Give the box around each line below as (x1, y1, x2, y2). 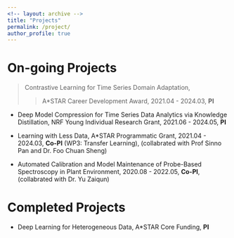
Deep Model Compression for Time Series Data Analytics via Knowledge (17, 110, 228, 119)
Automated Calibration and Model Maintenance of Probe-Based (17, 160, 202, 168)
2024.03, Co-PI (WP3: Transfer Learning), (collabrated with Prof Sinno (17, 139, 222, 147)
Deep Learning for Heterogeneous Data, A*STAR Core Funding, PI (17, 223, 209, 232)
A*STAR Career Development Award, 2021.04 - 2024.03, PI (41, 97, 214, 105)
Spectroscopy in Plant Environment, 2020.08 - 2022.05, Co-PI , (17, 168, 200, 176)
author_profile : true (7, 29, 71, 37)
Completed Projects (7, 199, 126, 216)
